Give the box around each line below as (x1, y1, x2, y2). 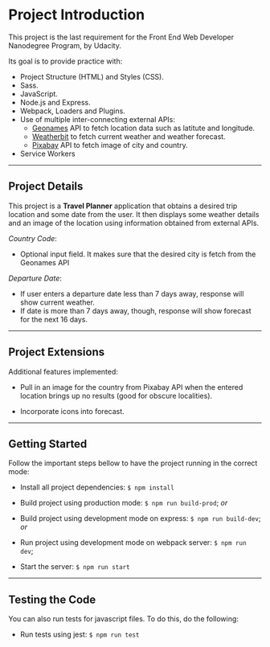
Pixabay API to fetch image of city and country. (31, 140, 188, 149)
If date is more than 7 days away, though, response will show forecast (19, 305, 252, 315)
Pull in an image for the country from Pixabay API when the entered (19, 382, 243, 391)
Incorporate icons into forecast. (19, 406, 125, 416)
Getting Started (8, 436, 88, 451)
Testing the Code (8, 592, 96, 606)
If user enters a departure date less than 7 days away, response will (19, 289, 244, 298)
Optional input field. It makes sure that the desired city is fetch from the (19, 249, 256, 259)
